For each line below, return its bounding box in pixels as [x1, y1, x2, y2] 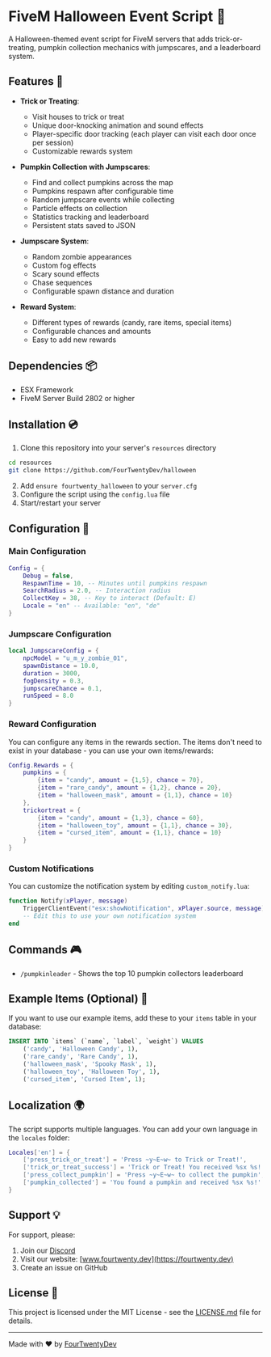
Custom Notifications [8, 863, 94, 874]
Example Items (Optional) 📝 [8, 992, 148, 1006]
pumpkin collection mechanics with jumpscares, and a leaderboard [37, 42, 261, 52]
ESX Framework [19, 384, 74, 395]
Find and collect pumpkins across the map [31, 177, 173, 187]
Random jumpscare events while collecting [31, 194, 175, 205]
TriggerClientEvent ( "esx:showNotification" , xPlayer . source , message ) [23, 905, 265, 913]
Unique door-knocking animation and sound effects [31, 120, 204, 130]
